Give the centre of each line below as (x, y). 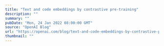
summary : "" (17, 18)
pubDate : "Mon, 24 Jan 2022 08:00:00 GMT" (49, 23)
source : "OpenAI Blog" (28, 27)
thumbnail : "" (20, 36)
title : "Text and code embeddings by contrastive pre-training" (72, 9)
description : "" (21, 14)
